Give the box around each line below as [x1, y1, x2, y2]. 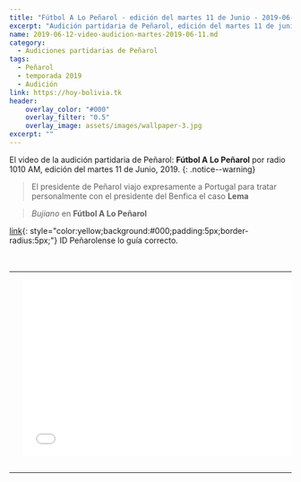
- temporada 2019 [17, 72, 82, 81]
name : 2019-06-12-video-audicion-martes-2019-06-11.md [9, 30, 219, 39]
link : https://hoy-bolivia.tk [9, 88, 123, 97]
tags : [9, 55, 30, 64]
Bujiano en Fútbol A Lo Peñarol [30, 208, 148, 219]
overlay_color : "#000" [25, 105, 110, 114]
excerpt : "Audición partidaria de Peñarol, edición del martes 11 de [9, 22, 275, 30]
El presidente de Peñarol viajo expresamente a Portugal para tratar [30, 181, 278, 192]
